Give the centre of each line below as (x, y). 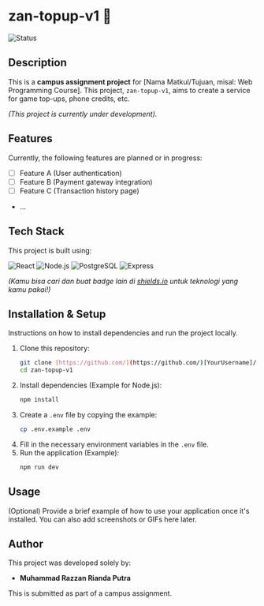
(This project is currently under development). (83, 114)
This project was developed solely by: (70, 563)
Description (37, 63)
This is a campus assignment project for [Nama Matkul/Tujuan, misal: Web (130, 81)
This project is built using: (50, 250)
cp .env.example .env (55, 429)
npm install (39, 400)
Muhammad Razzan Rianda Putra (75, 578)
